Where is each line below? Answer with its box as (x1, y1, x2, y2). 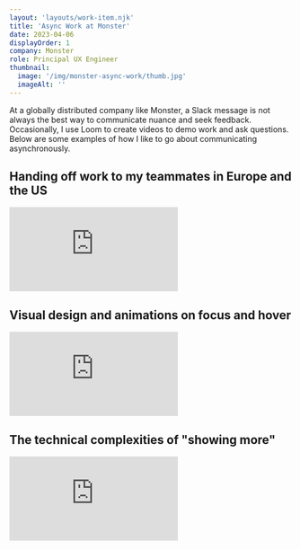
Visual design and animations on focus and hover (9, 307, 292, 323)
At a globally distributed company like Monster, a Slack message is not (9, 104, 271, 115)
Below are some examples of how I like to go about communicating (9, 133, 258, 144)
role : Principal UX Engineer (9, 55, 119, 64)
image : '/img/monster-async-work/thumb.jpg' (17, 72, 187, 81)
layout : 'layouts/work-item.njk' (9, 13, 135, 22)
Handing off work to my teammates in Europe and (9, 169, 292, 184)
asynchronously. (9, 143, 71, 154)
